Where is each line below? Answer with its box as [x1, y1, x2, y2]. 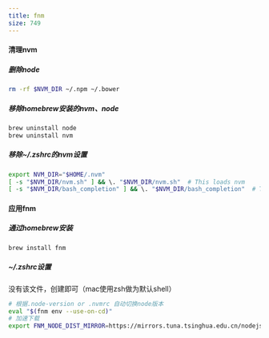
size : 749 [8, 19, 42, 27]
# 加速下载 [8, 315, 40, 323]
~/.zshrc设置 [8, 262, 52, 272]
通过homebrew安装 [8, 223, 74, 233]
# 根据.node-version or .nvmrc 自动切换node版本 [8, 300, 164, 308]
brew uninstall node [8, 124, 78, 132]
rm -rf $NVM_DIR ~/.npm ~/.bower [8, 85, 120, 93]
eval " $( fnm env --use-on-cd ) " [8, 307, 113, 316]
